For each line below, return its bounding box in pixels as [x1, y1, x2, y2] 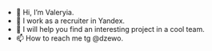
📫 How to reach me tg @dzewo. [15, 33, 124, 43]
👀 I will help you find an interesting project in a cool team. [15, 25, 206, 33]
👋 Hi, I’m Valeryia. [15, 8, 74, 17]
